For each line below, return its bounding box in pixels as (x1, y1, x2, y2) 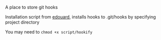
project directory (5, 19, 40, 25)
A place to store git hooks (5, 4, 58, 10)
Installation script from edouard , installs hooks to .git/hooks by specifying (5, 14, 156, 19)
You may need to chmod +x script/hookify (5, 29, 93, 34)
